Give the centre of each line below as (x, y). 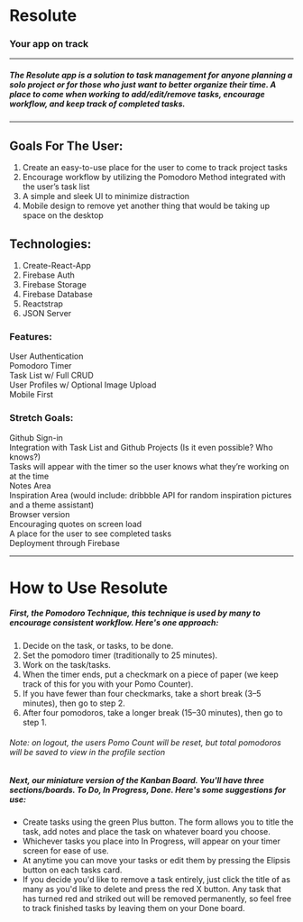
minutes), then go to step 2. (74, 703)
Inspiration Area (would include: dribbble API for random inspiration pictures (151, 495)
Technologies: (50, 244)
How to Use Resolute (89, 588)
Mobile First (32, 395)
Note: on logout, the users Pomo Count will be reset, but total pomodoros (145, 743)
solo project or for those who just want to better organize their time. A (143, 85)
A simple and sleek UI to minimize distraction (106, 196)
